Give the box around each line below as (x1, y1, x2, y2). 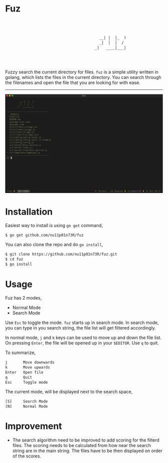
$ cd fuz (5, 257, 23, 262)
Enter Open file (5, 370, 43, 375)
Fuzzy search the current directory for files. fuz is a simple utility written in (5, 68, 159, 75)
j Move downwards (5, 360, 55, 365)
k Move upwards (5, 365, 50, 370)
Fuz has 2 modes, (5, 295, 42, 301)
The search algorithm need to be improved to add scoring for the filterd (12, 437, 160, 443)
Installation (5, 206, 53, 217)
